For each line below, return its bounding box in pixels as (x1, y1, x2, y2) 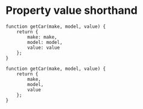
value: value (27, 45, 60, 51)
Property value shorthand (5, 4, 138, 17)
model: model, (27, 39, 63, 45)
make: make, (27, 34, 58, 40)
